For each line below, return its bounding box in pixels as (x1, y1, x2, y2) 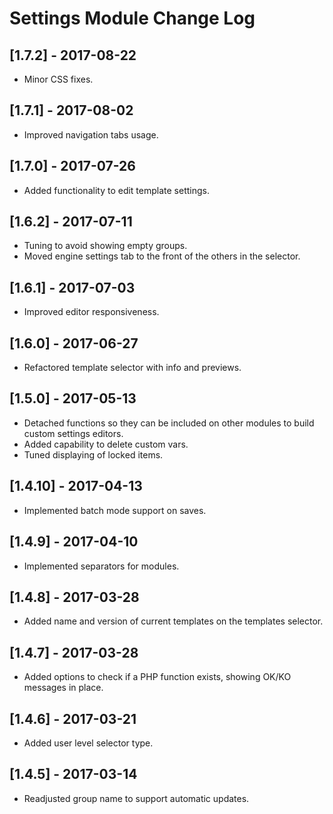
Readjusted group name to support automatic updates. (23, 792, 250, 804)
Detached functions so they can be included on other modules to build (23, 417, 315, 429)
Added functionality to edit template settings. (23, 184, 210, 196)
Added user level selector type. (23, 737, 154, 749)
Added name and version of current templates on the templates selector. (23, 615, 324, 627)
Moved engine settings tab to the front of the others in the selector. (23, 250, 301, 262)
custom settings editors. (23, 427, 124, 439)
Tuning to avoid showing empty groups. (23, 240, 188, 252)
